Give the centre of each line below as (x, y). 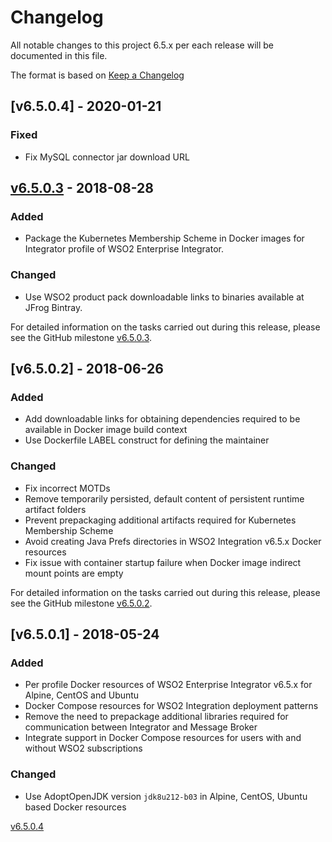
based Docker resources (75, 807)
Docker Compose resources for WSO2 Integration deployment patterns (171, 706)
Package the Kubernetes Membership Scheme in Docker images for (164, 238)
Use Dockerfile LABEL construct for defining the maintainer (147, 440)
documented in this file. (59, 55)
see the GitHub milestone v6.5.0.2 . (81, 603)
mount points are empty (74, 573)
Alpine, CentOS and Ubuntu (82, 695)
